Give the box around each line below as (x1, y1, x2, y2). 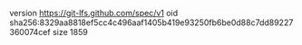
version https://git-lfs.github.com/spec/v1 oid (9, 8, 179, 18)
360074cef (9, 27, 52, 37)
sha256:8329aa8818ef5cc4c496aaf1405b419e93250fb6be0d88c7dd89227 (9, 17, 294, 28)
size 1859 (53, 27, 88, 37)
